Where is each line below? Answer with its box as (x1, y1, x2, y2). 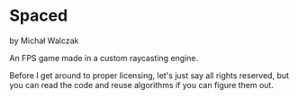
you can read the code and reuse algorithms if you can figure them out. (9, 79, 275, 90)
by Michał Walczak (9, 35, 79, 46)
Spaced (9, 5, 68, 26)
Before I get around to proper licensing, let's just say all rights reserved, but (9, 69, 290, 81)
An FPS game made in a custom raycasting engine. (9, 52, 199, 63)
